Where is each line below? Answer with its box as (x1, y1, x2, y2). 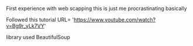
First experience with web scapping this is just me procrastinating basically (6, 5, 187, 12)
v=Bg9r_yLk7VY (6, 23, 45, 29)
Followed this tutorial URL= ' (6, 16, 74, 23)
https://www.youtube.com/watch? (73, 16, 156, 23)
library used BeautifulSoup (6, 34, 70, 40)
